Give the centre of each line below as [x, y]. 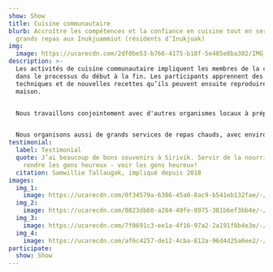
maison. [29, 91]
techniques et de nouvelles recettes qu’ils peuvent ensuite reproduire [141, 84]
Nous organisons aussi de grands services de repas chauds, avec [129, 135]
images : [22, 180]
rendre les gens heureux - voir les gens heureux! [110, 165]
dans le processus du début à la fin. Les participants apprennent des [140, 76]
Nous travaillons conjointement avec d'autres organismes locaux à [132, 113]
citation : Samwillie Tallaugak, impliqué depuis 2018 [108, 173]
